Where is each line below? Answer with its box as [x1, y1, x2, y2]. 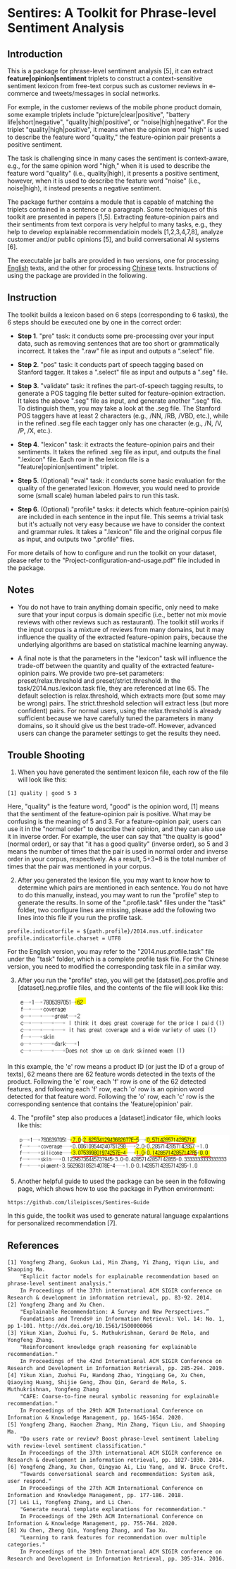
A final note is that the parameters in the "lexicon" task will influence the [17, 654, 228, 662]
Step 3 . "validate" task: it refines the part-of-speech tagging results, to [17, 381, 223, 389]
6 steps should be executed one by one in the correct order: [7, 317, 182, 326]
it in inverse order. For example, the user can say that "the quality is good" [7, 832, 223, 841]
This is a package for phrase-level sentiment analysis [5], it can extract [7, 67, 213, 75]
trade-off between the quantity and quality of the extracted [17, 661, 190, 670]
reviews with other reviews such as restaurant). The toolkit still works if [17, 617, 224, 626]
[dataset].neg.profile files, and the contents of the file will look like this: [17, 983, 224, 992]
